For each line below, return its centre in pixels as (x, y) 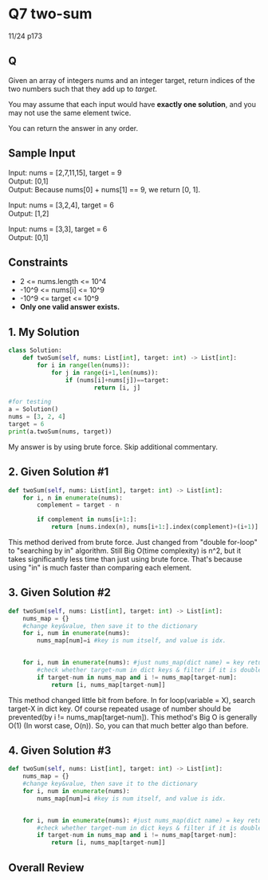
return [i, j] (117, 388)
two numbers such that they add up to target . (83, 89)
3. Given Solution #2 (60, 592)
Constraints (38, 262)
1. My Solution (44, 332)
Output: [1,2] (29, 213)
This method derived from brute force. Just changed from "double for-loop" (133, 542)
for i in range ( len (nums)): (83, 365)
